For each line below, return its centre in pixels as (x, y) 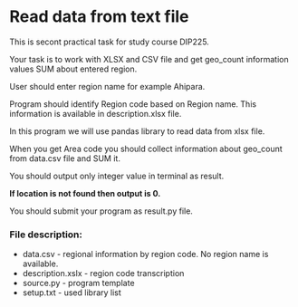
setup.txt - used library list (72, 293)
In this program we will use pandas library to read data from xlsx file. (137, 131)
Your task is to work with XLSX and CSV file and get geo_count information (149, 59)
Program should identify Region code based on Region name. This (133, 104)
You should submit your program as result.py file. (101, 211)
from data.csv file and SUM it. (65, 158)
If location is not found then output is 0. (85, 193)
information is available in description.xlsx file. (96, 113)
